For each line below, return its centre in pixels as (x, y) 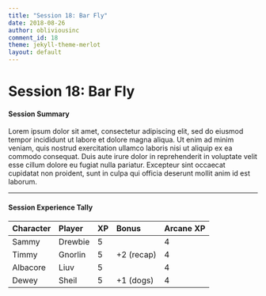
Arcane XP (185, 228)
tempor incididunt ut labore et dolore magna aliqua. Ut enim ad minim (121, 140)
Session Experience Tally (51, 207)
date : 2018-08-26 (37, 23)
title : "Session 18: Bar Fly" (58, 15)
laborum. (23, 182)
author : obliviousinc (44, 30)
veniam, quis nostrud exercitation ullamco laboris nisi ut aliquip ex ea (120, 148)
